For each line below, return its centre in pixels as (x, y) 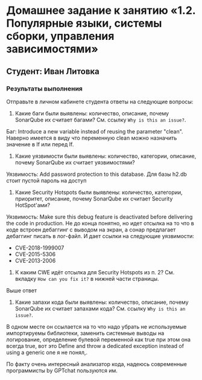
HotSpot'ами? (32, 205)
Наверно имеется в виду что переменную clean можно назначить (92, 138)
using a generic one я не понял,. (47, 352)
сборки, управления (60, 36)
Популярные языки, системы (84, 23)
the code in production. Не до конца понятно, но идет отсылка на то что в (100, 223)
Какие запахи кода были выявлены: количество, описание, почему (102, 302)
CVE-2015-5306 (35, 254)
